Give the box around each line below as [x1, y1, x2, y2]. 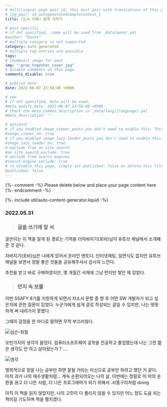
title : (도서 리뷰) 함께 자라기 [5, 16, 63, 21]
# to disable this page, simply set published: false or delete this [5, 164, 153, 169]
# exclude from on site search [5, 145, 70, 150]
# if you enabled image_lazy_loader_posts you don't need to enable [5, 136, 150, 141]
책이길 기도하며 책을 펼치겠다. [5, 397, 63, 403]
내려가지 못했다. [19, 308, 51, 314]
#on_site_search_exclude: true [5, 150, 70, 155]
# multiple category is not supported [5, 39, 85, 45]
